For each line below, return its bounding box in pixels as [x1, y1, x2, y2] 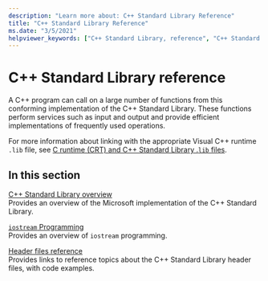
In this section [8, 168, 81, 181]
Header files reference [8, 246, 83, 255]
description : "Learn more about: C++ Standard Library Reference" [8, 11, 235, 20]
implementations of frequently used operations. [8, 121, 166, 131]
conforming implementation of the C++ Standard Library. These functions [8, 104, 252, 113]
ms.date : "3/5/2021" [8, 26, 78, 35]
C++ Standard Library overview [8, 189, 112, 199]
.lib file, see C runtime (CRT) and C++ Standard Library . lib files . [8, 145, 227, 155]
